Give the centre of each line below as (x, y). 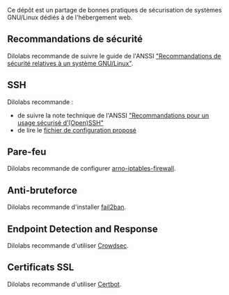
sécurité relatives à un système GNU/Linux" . (70, 63)
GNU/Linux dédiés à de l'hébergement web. (70, 17)
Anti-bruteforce (42, 190)
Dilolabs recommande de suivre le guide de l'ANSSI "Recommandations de (114, 56)
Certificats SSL (41, 268)
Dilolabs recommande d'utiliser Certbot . (64, 284)
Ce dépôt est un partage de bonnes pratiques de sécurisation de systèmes (114, 10)
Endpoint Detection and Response (82, 229)
